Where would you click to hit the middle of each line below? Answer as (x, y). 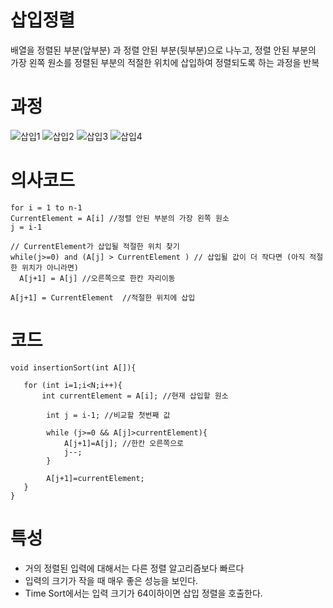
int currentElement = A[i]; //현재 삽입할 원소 (135, 396)
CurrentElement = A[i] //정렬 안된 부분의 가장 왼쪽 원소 (120, 218)
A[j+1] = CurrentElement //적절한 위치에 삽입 (103, 297)
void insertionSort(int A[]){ (73, 367)
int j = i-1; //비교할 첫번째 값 (108, 415)
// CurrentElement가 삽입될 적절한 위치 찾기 (95, 246)
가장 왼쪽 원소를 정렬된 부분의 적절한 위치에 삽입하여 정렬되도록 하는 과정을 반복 (165, 62)
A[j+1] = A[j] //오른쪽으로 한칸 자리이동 (97, 278)
